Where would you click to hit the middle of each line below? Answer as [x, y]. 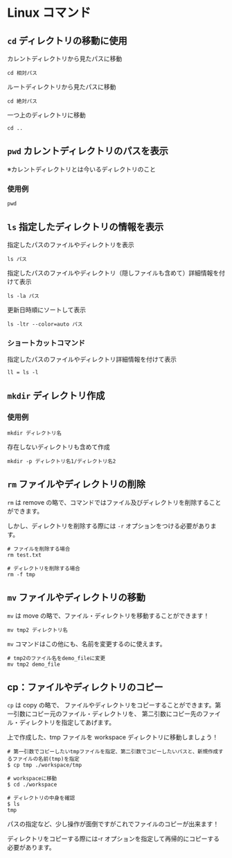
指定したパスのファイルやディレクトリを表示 [71, 244]
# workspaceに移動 [32, 779]
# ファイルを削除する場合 [39, 549]
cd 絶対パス [23, 101]
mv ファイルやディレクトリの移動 [77, 597]
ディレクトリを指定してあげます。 [67, 723]
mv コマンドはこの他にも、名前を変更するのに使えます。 [87, 643]
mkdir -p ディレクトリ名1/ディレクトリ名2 [62, 461]
